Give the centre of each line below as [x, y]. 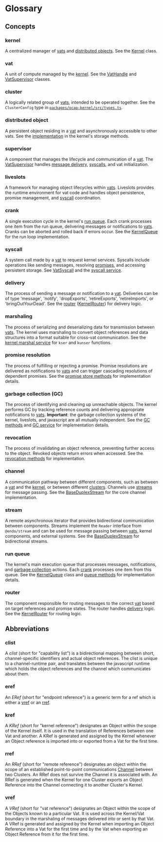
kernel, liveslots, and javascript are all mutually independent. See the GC [78, 420]
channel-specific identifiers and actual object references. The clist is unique [81, 659]
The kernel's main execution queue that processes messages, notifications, [81, 565]
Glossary [24, 9]
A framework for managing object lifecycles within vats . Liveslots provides [80, 187]
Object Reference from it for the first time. [47, 834]
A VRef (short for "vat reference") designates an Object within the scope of [80, 808]
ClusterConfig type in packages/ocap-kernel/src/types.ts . [64, 108]
